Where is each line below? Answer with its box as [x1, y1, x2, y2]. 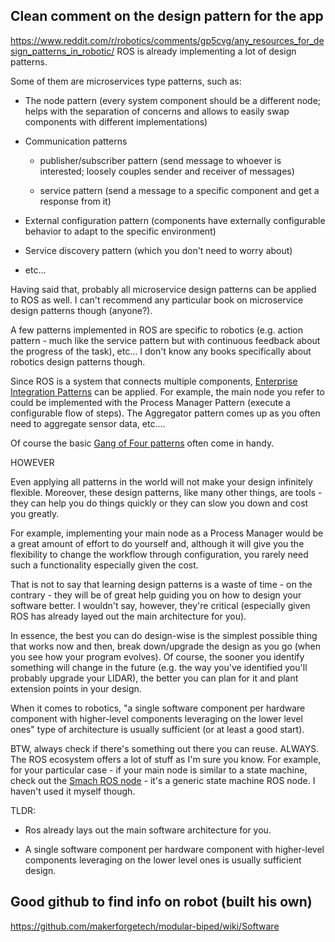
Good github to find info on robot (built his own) [10, 894, 313, 911]
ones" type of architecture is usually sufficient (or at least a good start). [10, 723, 305, 735]
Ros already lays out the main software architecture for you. [24, 824, 272, 836]
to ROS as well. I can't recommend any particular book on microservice [10, 294, 304, 306]
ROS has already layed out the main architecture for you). [10, 610, 247, 622]
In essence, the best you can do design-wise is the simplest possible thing [10, 629, 318, 641]
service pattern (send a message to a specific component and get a [39, 184, 320, 196]
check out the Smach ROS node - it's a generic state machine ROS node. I [10, 774, 316, 786]
